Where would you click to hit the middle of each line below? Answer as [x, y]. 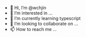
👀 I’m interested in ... [31, 13]
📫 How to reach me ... [33, 29]
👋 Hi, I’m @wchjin [28, 8]
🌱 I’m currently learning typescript [45, 18]
